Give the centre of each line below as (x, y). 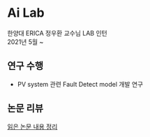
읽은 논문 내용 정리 (32, 127)
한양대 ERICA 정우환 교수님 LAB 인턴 (57, 33)
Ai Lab (26, 13)
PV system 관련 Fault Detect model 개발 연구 (80, 84)
